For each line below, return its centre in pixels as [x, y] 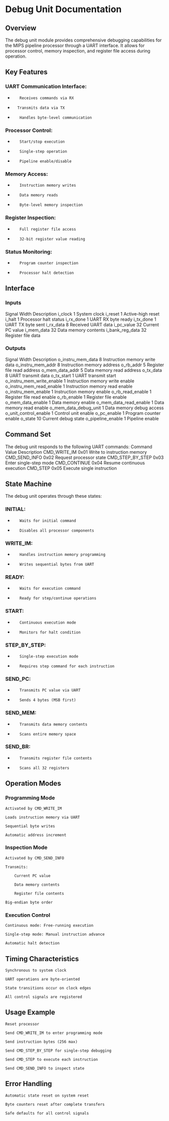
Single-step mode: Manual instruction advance [55, 934]
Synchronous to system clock [36, 970]
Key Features [26, 72]
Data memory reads [39, 195]
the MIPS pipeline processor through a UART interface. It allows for [75, 46]
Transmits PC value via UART [50, 691]
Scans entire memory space [48, 734]
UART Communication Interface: [46, 87]
